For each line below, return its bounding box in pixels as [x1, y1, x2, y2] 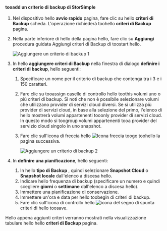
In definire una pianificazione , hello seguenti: [12, 158, 108, 164]
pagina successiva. [20, 138, 61, 144]
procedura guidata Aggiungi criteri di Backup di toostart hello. [12, 41, 141, 47]
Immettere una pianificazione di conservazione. [20, 189, 119, 195]
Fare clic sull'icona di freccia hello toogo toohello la [20, 133, 160, 139]
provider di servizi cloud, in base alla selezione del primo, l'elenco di [20, 107, 162, 113]
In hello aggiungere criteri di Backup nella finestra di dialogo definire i [12, 61, 160, 67]
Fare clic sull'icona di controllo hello [20, 200, 95, 206]
